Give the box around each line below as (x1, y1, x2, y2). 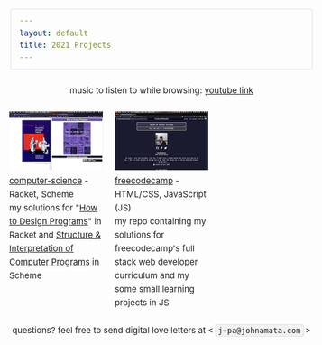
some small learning (115, 284, 195, 295)
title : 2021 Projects (19, 40, 112, 51)
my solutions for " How (9, 202, 98, 214)
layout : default (19, 27, 88, 38)
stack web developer (115, 256, 198, 268)
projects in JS (115, 297, 170, 309)
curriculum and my (115, 270, 190, 282)
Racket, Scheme (9, 189, 75, 200)
